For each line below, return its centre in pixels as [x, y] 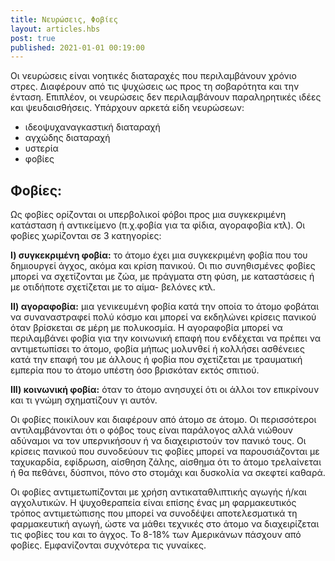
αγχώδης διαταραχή [67, 138]
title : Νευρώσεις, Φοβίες [64, 19]
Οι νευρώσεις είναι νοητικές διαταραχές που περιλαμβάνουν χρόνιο [153, 76]
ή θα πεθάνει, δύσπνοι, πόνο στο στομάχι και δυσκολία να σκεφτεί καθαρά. [168, 473]
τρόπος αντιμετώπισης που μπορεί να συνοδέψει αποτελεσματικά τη [154, 513]
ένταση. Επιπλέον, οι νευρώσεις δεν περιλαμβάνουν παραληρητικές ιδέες [166, 97]
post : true [33, 38]
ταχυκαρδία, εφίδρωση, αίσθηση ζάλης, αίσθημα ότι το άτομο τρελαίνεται [166, 462]
